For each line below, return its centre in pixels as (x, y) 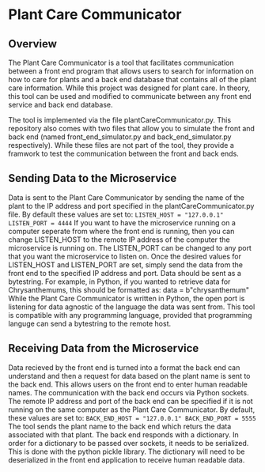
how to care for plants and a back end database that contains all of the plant (132, 79)
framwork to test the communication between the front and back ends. (123, 153)
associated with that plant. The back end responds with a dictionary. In (123, 434)
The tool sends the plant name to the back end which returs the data (120, 426)
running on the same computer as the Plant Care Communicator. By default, (132, 410)
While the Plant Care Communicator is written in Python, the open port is (127, 298)
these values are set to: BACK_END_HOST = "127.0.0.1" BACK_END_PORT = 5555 (132, 417)
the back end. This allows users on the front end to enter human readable (128, 384)
